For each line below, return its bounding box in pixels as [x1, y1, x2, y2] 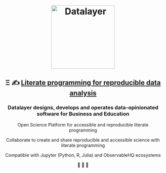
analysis [69, 89, 97, 97]
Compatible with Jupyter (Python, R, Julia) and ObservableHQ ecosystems [5, 152, 161, 158]
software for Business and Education [36, 110, 130, 117]
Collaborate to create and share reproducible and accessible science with [6, 137, 160, 143]
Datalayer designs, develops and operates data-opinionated [8, 104, 158, 111]
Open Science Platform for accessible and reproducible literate [17, 121, 149, 127]
